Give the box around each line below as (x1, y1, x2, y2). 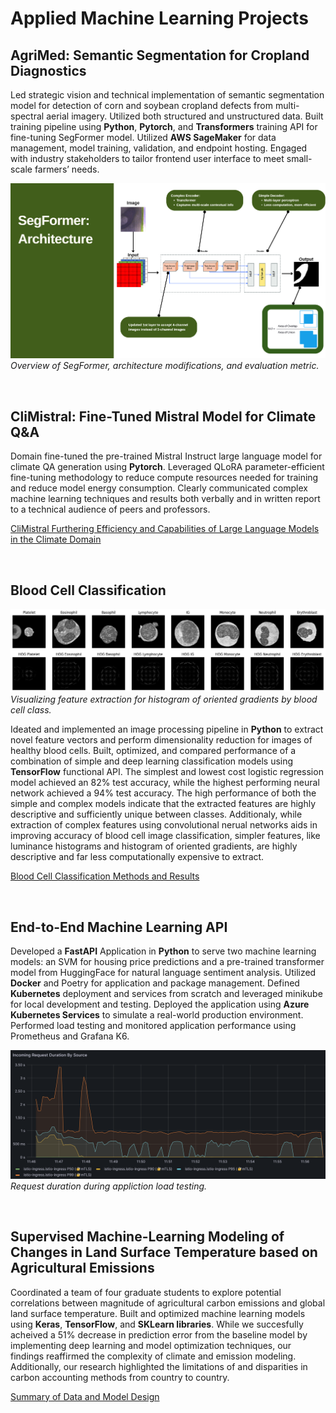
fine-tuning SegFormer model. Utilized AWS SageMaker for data (10, 132, 277, 143)
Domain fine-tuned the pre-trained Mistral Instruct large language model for (10, 450, 323, 462)
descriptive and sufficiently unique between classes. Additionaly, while (10, 808, 303, 821)
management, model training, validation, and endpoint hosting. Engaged (10, 142, 308, 154)
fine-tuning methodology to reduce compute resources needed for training (10, 472, 319, 484)
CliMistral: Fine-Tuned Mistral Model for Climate (10, 408, 317, 425)
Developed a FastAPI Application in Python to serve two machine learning (10, 945, 317, 957)
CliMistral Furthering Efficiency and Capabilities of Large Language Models (10, 523, 320, 535)
